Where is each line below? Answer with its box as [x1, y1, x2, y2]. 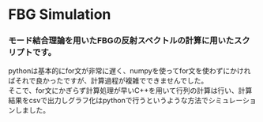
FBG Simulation [8, 6, 111, 24]
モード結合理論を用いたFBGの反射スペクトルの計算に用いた [8, 35, 235, 46]
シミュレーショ [208, 96, 257, 105]
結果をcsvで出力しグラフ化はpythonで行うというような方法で [8, 96, 209, 105]
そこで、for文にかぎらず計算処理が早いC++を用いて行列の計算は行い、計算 [8, 86, 253, 95]
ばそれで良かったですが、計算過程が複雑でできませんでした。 [8, 76, 209, 86]
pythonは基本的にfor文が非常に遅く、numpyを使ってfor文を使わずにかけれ [8, 66, 251, 76]
